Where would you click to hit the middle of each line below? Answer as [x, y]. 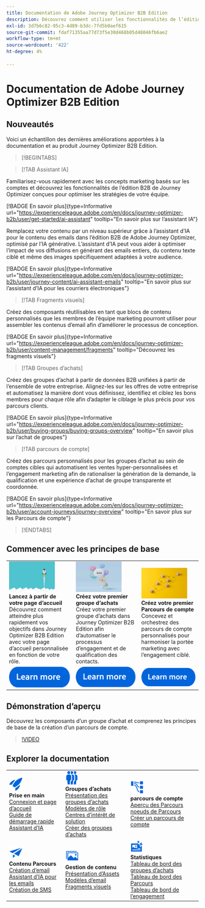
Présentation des [86, 795]
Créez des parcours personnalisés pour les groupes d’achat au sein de [95, 461]
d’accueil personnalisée [38, 648]
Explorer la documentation [58, 759]
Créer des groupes [89, 827]
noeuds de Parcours [156, 811]
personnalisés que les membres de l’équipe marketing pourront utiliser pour [102, 318]
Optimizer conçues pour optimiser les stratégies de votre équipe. [88, 194]
